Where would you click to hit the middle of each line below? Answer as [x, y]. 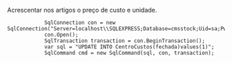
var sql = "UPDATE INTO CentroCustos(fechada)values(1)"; [129, 47]
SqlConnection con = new [80, 23]
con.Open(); [61, 35]
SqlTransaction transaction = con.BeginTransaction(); [125, 41]
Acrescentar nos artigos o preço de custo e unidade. [82, 10]
